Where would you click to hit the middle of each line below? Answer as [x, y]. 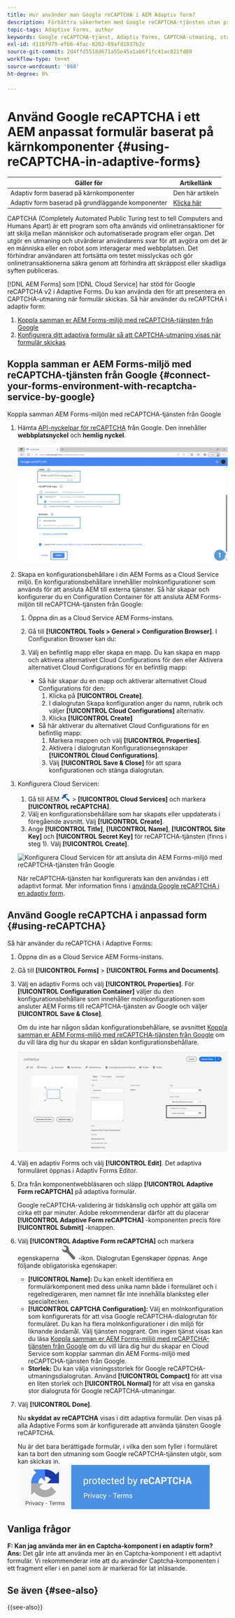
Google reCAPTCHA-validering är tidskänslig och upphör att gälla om [117, 1205]
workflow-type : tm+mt [39, 60]
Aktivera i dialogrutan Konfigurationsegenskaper [119, 748]
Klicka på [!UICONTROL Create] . [96, 695]
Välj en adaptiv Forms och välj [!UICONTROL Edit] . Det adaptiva [109, 1163]
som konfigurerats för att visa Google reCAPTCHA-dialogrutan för [122, 1316]
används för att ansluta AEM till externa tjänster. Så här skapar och [113, 589]
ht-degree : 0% [28, 74]
